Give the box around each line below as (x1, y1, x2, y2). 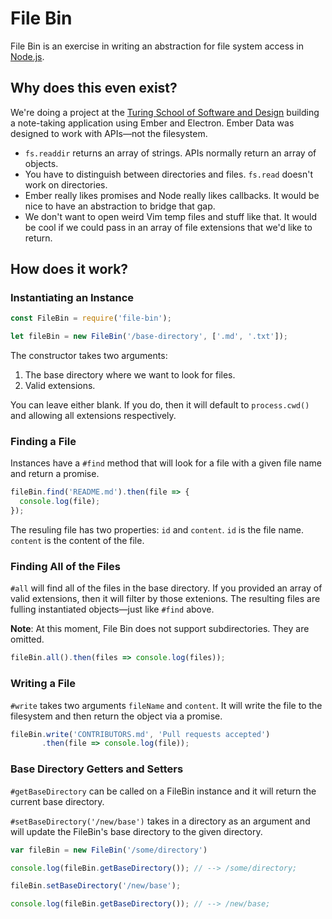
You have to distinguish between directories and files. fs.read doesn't (24, 168, 314, 180)
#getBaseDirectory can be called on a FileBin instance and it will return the (10, 785, 317, 797)
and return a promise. (10, 468, 100, 480)
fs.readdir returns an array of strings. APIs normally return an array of (24, 147, 317, 159)
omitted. (10, 633, 45, 646)
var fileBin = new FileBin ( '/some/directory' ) (10, 845, 208, 855)
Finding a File (10, 435, 77, 449)
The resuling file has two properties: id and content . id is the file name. (10, 524, 305, 536)
